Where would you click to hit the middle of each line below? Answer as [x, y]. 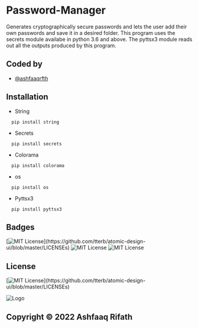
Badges [20, 227]
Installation [27, 97]
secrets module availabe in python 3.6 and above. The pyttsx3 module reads [99, 39]
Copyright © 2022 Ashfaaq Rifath [69, 317]
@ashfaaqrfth [31, 78]
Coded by [24, 64]
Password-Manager [56, 10]
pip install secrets [37, 144]
